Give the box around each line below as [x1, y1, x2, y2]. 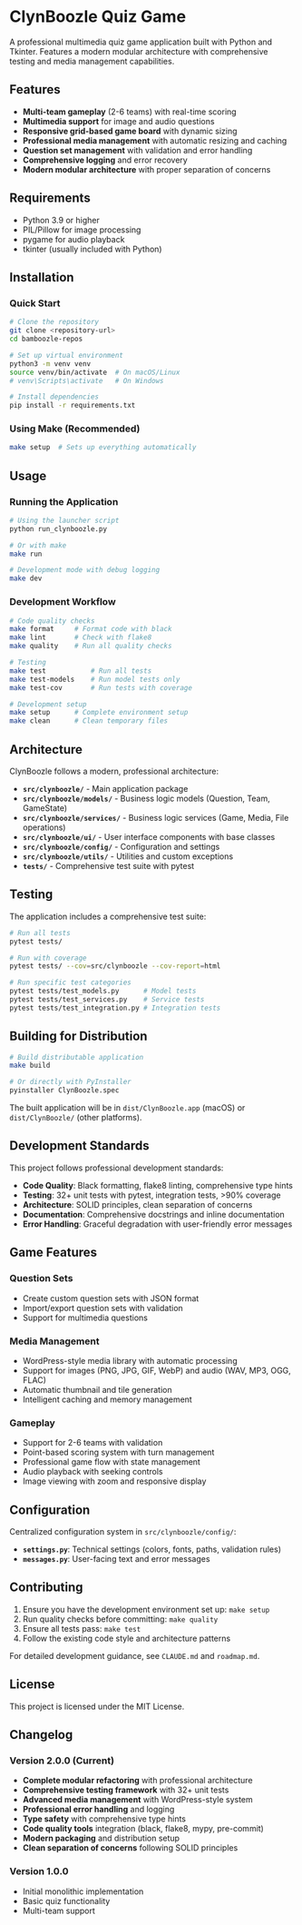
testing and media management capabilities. [9, 55, 175, 66]
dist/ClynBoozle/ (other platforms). [9, 1112, 142, 1123]
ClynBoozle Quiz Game [9, 6, 187, 27]
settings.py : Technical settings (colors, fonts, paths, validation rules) [22, 1544, 282, 1555]
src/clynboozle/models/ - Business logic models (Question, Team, [22, 793, 270, 804]
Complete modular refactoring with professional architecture [22, 1775, 253, 1786]
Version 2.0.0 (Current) [9, 1754, 115, 1767]
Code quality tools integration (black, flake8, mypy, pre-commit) [22, 1823, 265, 1834]
